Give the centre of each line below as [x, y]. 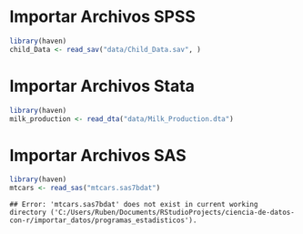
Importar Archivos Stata [102, 86]
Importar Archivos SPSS [102, 17]
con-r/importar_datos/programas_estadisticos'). [103, 220]
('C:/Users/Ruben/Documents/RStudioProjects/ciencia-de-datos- [172, 213]
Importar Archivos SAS [98, 155]
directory [28, 213]
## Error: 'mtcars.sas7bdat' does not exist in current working [134, 205]
